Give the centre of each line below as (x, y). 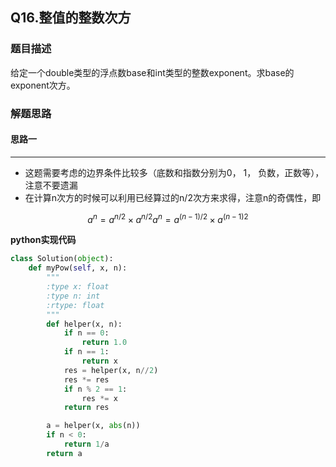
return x (99, 361)
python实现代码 (43, 240)
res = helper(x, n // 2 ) (111, 370)
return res (86, 408)
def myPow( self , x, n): (78, 268)
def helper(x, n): (84, 324)
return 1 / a (86, 444)
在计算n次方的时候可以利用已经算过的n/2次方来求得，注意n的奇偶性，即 (173, 197)
